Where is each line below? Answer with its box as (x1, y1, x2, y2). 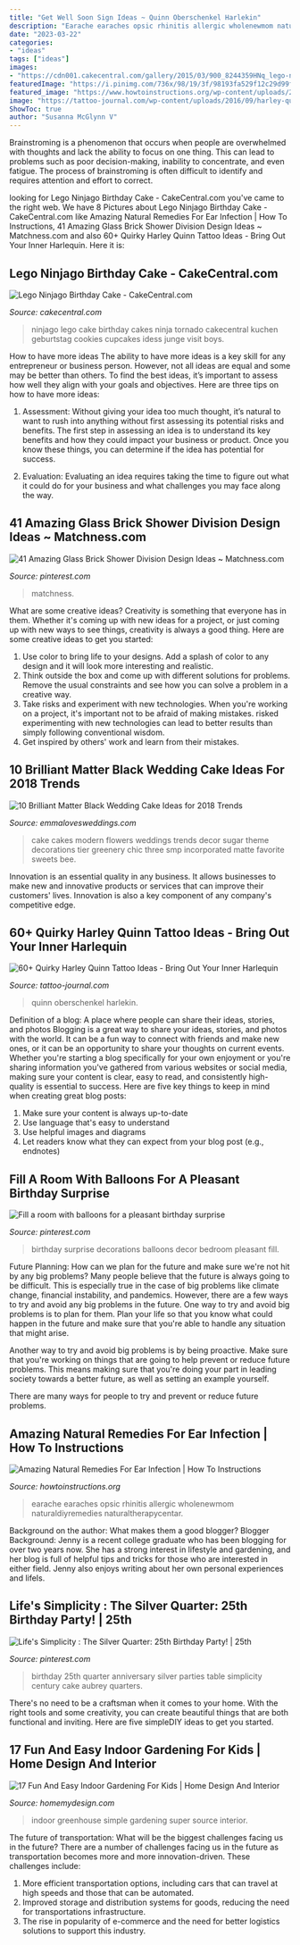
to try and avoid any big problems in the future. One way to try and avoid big (9, 1299, 290, 1310)
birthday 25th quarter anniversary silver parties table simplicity (30, 1671, 262, 1682)
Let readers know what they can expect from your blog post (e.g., (21, 1136, 264, 1148)
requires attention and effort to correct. (9, 175, 154, 186)
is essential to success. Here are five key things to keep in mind (36, 1081, 271, 1092)
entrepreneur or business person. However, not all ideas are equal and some (9, 360, 291, 371)
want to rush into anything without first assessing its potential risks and (21, 415, 284, 426)
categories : (9, 38, 54, 47)
